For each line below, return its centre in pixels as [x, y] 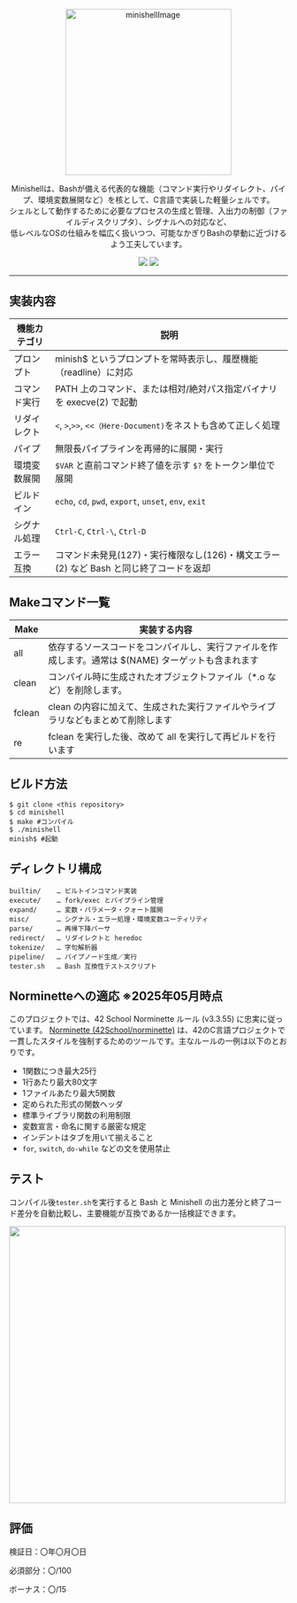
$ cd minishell [37, 813]
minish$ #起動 [34, 839]
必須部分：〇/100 [41, 1570]
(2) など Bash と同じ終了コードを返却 [133, 568]
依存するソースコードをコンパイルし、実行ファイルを [159, 647]
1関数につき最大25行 [59, 1071]
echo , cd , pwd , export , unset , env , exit [130, 501]
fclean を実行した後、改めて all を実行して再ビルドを [157, 736]
